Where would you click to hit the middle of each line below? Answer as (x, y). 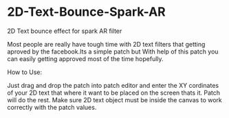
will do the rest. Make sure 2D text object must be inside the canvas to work (115, 99)
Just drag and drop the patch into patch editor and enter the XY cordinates (113, 85)
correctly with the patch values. (52, 107)
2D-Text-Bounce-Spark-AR (87, 12)
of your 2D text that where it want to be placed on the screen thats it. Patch (113, 93)
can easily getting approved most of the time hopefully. (85, 58)
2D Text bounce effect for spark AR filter (65, 31)
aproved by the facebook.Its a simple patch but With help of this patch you (113, 51)
